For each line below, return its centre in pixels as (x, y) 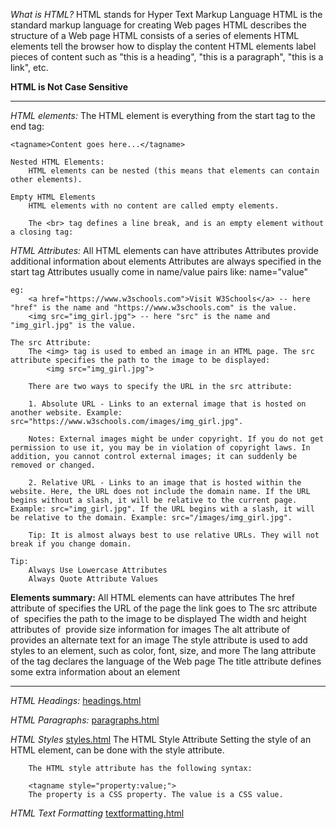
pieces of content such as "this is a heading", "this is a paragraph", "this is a (167, 57)
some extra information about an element (95, 672)
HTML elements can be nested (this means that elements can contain (174, 171)
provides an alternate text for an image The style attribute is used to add (159, 640)
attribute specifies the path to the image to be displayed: (140, 360)
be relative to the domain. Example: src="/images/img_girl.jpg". (151, 518)
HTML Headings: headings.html (76, 700)
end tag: (27, 126)
